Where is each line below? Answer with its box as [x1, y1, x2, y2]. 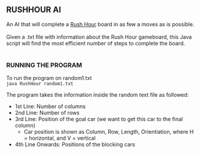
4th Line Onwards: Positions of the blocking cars [14, 141, 135, 148]
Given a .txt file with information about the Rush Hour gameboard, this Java [6, 33, 192, 41]
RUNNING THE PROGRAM [6, 61, 83, 69]
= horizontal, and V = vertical [23, 134, 96, 142]
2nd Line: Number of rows [14, 109, 80, 116]
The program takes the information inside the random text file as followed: [6, 91, 189, 98]
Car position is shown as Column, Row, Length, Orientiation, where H [23, 128, 194, 135]
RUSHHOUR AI [6, 5, 62, 15]
